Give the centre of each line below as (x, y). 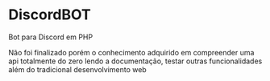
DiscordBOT (50, 15)
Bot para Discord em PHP (51, 37)
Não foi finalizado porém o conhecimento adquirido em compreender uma (131, 52)
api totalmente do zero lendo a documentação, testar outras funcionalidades (135, 61)
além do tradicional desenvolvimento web (77, 69)
